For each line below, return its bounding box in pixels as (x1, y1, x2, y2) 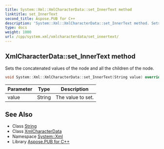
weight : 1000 (5, 30, 32, 35)
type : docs (5, 25, 27, 30)
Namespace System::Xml (12, 133, 63, 139)
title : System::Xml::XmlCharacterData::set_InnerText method (5, 7, 132, 12)
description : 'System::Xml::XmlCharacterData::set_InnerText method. (5, 20, 150, 26)
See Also (5, 110, 33, 118)
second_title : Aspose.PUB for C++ (5, 16, 76, 21)
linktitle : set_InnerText (5, 12, 58, 17)
